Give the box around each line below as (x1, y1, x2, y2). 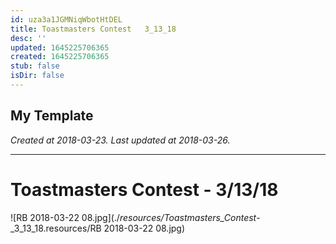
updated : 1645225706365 (10, 42, 110, 53)
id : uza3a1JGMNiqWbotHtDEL (10, 14, 123, 25)
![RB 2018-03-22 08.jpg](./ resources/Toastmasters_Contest (10, 211, 257, 223)
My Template (10, 107, 94, 125)
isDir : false (10, 71, 65, 81)
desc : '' (10, 33, 47, 43)
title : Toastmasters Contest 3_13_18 (10, 24, 177, 34)
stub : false (10, 61, 60, 71)
